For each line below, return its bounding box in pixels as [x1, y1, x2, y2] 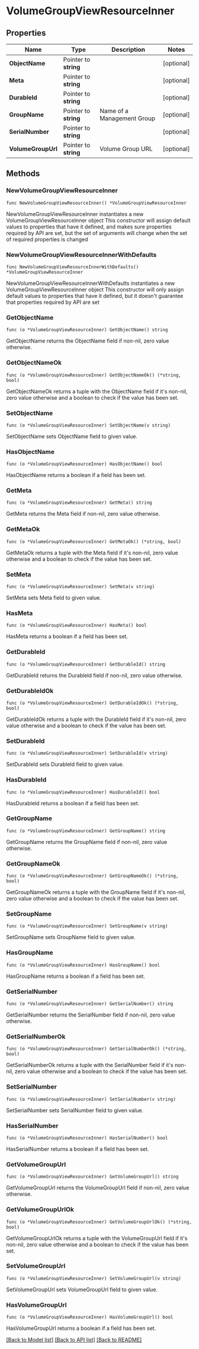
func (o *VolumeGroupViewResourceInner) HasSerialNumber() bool [6, 1135, 168, 1141]
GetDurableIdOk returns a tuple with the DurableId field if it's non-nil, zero [6, 716, 187, 723]
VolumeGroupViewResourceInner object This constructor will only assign [6, 286, 184, 293]
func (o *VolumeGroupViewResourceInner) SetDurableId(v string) [6, 751, 168, 757]
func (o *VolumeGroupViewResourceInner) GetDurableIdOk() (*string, [6, 700, 179, 706]
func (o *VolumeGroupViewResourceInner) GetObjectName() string [6, 327, 168, 333]
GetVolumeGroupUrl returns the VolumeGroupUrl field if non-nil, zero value [6, 1184, 190, 1191]
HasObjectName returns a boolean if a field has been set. [6, 472, 146, 479]
